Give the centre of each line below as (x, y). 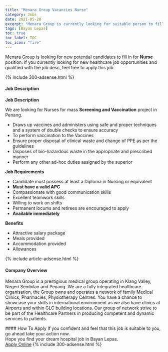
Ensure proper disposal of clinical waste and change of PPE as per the (85, 141)
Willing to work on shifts (37, 203)
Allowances (24, 249)
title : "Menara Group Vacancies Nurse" (47, 10)
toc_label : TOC (21, 38)
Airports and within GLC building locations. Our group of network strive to (81, 308)
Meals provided (28, 238)
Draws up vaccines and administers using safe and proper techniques (84, 125)
